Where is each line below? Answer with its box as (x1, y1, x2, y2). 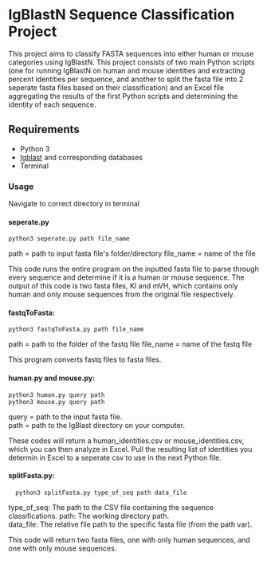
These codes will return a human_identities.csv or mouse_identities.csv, (8, 436, 245, 445)
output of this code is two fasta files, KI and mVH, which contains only (8, 281, 238, 291)
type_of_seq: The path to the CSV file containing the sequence (8, 502, 214, 512)
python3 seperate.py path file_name (8, 235, 130, 243)
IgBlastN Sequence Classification (8, 6, 235, 24)
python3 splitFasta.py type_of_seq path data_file (15, 488, 187, 496)
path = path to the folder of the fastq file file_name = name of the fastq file (8, 339, 253, 349)
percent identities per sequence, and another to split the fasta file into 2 (8, 74, 244, 84)
